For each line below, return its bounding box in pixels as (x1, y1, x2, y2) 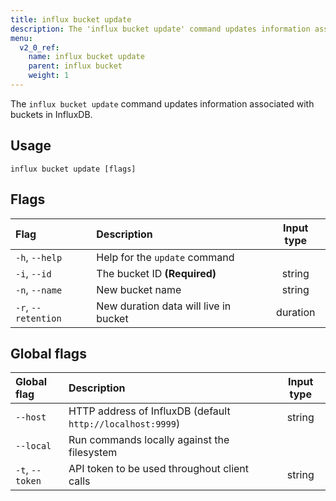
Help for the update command (96, 250, 235, 264)
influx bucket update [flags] (10, 164, 137, 174)
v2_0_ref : (19, 42, 60, 53)
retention (15, 312, 62, 324)
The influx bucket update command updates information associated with (10, 97, 315, 110)
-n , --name (15, 282, 63, 296)
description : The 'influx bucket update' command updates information (10, 24, 311, 34)
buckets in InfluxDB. (10, 108, 93, 120)
